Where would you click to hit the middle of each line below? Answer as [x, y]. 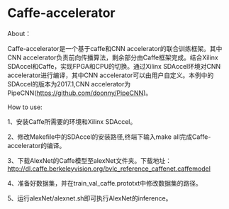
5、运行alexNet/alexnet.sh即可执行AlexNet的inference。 [90, 198]
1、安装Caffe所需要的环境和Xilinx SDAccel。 [72, 121]
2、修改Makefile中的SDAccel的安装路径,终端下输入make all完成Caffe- [109, 137]
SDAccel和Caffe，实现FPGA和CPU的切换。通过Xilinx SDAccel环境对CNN [114, 66]
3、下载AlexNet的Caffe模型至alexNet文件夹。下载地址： [90, 160]
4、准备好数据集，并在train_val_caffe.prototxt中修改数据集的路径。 [105, 183]
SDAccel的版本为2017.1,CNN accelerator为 [69, 84]
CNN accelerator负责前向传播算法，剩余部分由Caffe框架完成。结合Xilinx [113, 57]
